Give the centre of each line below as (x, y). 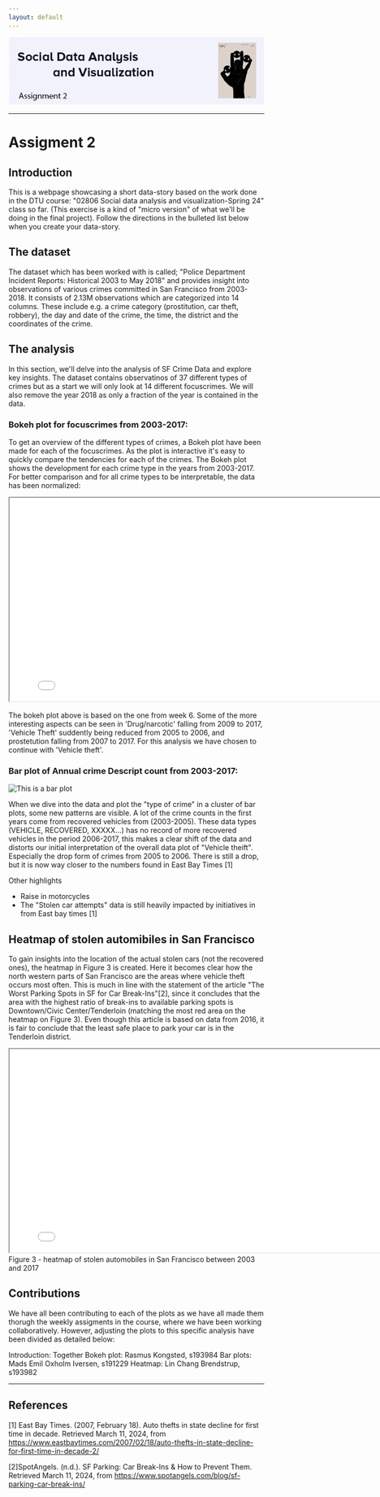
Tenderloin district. (40, 1037)
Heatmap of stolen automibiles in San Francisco (132, 939)
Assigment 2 (52, 143)
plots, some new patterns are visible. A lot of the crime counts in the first (130, 813)
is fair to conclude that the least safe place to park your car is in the (121, 1028)
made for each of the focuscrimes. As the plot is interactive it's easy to (127, 451)
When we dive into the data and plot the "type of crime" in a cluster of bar (132, 805)
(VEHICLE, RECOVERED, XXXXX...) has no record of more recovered (123, 831)
